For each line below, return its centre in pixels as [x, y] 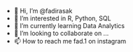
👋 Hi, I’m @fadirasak [43, 11]
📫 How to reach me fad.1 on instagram [70, 41]
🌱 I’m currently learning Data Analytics [69, 26]
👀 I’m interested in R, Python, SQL [62, 18]
